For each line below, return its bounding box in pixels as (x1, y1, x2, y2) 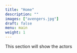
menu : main (5, 26, 28, 30)
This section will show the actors (5, 44, 73, 49)
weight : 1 (5, 30, 26, 35)
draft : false (5, 21, 32, 26)
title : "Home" (5, 7, 35, 12)
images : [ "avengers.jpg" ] (5, 16, 59, 21)
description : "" (5, 12, 39, 17)
